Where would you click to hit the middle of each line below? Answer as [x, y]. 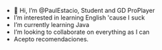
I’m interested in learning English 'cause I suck [79, 18]
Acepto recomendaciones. [51, 39]
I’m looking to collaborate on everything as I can [81, 32]
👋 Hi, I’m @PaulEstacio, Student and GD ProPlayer [84, 10]
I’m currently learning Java [51, 25]
